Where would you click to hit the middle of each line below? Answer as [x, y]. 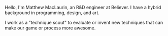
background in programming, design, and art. [52, 13]
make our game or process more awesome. [50, 28]
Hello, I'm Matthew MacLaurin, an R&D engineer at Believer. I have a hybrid [83, 7]
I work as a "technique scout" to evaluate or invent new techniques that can [84, 23]
